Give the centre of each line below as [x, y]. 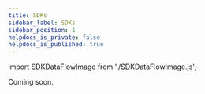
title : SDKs [28, 15]
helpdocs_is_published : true [56, 45]
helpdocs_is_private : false [54, 37]
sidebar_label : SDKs [42, 23]
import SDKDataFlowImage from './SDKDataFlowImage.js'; [102, 67]
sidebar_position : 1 [42, 30]
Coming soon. [31, 82]
